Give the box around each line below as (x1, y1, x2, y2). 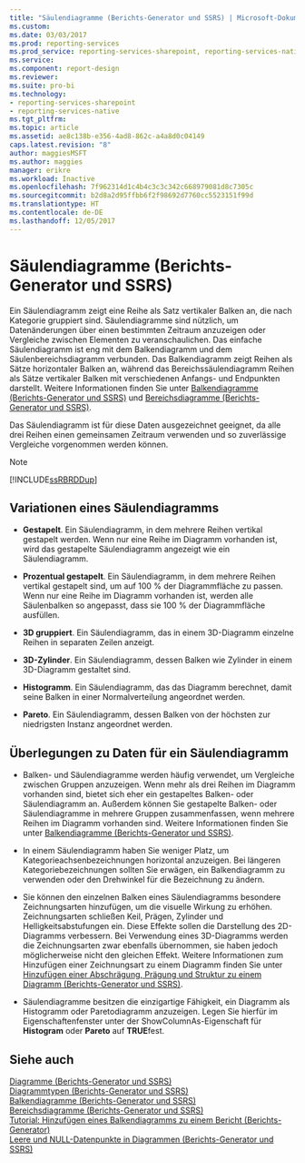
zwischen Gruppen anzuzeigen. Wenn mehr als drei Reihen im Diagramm (22, 779, 296, 790)
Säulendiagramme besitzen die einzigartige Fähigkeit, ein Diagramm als (22, 996, 290, 1007)
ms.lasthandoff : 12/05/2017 (9, 216, 116, 226)
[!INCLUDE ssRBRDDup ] (9, 474, 98, 485)
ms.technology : (9, 89, 67, 98)
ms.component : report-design (9, 65, 120, 74)
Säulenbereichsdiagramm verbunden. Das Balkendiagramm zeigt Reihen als (9, 353, 293, 364)
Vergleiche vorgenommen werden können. (9, 439, 169, 450)
